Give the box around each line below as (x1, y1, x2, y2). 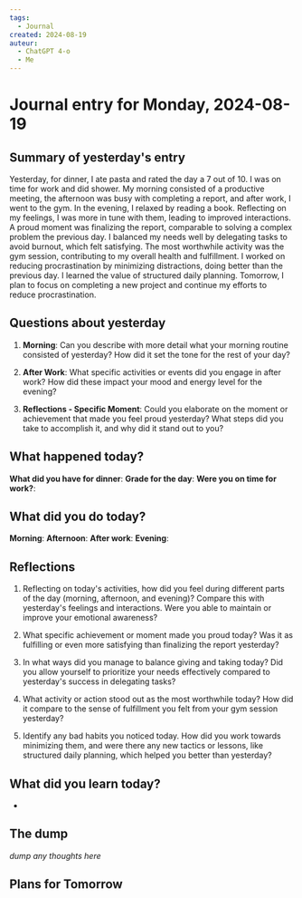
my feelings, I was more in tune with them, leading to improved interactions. (9, 212, 292, 223)
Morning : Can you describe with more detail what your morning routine (22, 339, 289, 350)
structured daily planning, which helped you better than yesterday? (22, 749, 273, 761)
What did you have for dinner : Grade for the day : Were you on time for (9, 473, 278, 484)
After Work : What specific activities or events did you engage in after (22, 366, 282, 377)
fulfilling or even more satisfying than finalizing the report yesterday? (22, 640, 279, 651)
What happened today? (9, 449, 145, 465)
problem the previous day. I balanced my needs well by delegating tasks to (9, 232, 288, 242)
